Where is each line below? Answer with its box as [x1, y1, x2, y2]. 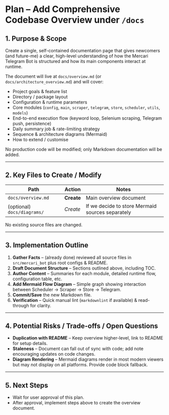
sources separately [86, 209, 131, 216]
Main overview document [86, 194, 146, 201]
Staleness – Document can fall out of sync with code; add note [12, 346, 144, 352]
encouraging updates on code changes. [12, 351, 96, 357]
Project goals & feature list [12, 89, 67, 94]
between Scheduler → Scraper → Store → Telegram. [12, 286, 122, 292]
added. [5, 152, 20, 157]
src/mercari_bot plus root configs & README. [12, 260, 108, 266]
